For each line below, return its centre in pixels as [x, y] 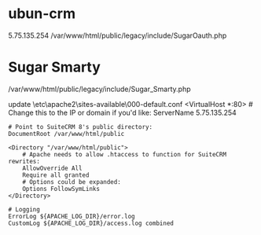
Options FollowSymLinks [61, 189]
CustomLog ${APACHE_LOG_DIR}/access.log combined [91, 223]
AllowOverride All [52, 168]
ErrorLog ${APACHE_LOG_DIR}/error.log [72, 216]
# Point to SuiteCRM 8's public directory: [81, 127]
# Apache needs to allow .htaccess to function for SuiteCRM [124, 154]
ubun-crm [42, 14]
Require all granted [56, 175]
